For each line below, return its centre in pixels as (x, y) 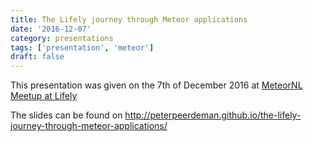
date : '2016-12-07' (51, 29)
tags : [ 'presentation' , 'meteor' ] (82, 47)
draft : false (37, 57)
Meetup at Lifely (44, 96)
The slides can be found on (66, 115)
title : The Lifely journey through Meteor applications (129, 19)
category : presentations (62, 38)
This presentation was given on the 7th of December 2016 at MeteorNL (156, 85)
